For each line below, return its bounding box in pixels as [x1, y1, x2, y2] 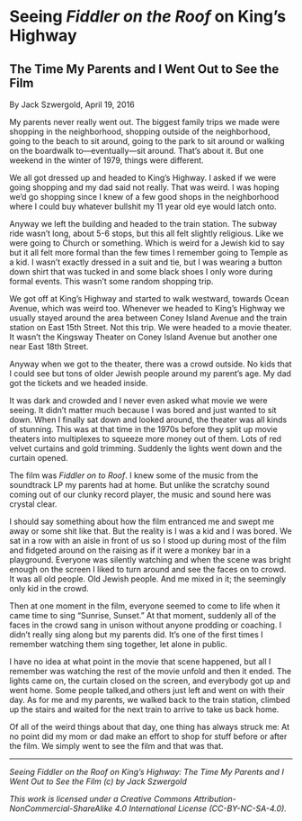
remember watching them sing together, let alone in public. [9, 639, 227, 649]
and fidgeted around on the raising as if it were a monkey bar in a [9, 545, 251, 555]
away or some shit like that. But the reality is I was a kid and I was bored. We [9, 526, 292, 537]
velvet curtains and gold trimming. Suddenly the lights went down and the [9, 443, 283, 454]
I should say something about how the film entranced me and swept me [9, 516, 274, 527]
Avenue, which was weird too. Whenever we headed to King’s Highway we [9, 303, 286, 313]
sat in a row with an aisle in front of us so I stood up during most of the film [9, 536, 287, 546]
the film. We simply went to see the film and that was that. [9, 741, 224, 751]
